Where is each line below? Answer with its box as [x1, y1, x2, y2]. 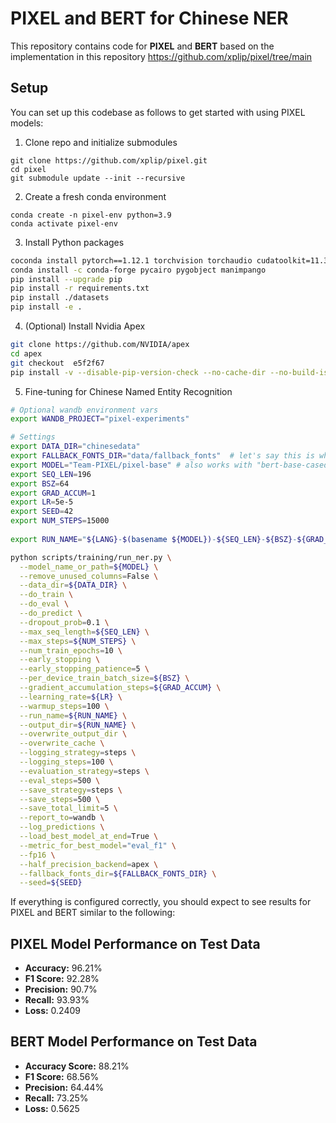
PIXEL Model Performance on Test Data [10, 935, 261, 952]
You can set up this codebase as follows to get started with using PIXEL [10, 106, 306, 118]
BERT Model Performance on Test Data [10, 1033, 258, 1051]
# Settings [10, 432, 56, 442]
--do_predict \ [19, 608, 83, 618]
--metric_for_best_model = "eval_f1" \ [19, 840, 177, 851]
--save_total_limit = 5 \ [19, 803, 118, 814]
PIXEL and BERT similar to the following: [10, 907, 176, 919]
